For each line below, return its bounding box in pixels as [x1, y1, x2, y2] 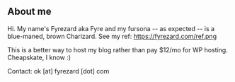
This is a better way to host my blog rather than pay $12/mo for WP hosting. [7, 45, 228, 54]
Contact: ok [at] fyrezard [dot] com [7, 66, 110, 75]
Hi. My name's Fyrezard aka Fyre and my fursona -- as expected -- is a [7, 24, 214, 33]
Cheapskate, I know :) [7, 53, 71, 61]
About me [7, 6, 52, 18]
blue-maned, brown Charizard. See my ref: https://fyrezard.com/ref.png [7, 32, 217, 40]
